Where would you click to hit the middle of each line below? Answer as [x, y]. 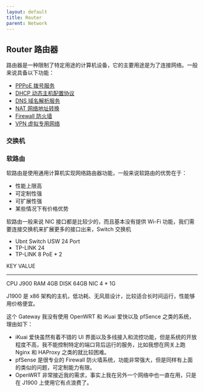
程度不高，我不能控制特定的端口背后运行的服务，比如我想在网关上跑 [100, 345]
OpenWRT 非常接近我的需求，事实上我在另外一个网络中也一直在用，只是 [106, 375]
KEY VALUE [21, 266]
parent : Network [27, 23]
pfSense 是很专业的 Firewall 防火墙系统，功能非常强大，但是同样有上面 [104, 360]
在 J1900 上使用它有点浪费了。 [53, 383]
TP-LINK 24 [30, 248]
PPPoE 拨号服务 [35, 86]
